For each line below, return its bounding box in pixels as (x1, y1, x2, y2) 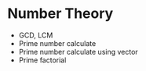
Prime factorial (18, 55, 67, 65)
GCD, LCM (18, 30, 53, 40)
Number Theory (7, 5, 114, 23)
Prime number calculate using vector (18, 47, 138, 56)
